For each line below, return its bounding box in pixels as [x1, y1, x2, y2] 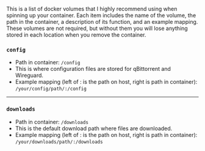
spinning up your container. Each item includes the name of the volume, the [6, 12, 196, 19]
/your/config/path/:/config [15, 86, 87, 92]
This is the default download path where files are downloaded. [15, 125, 173, 132]
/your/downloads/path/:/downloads [15, 139, 103, 145]
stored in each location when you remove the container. [6, 31, 146, 39]
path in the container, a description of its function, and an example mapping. [6, 18, 198, 25]
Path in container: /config [15, 59, 81, 66]
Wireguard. [15, 72, 44, 79]
